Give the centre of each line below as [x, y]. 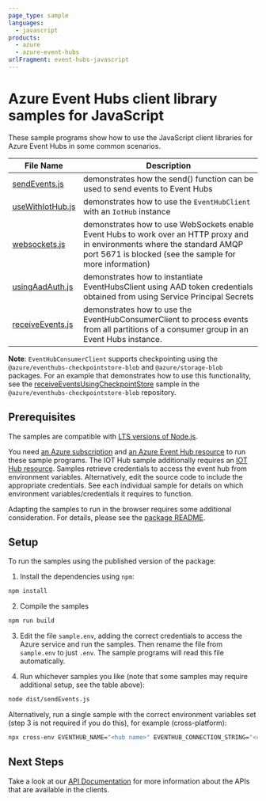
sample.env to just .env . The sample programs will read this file [122, 653]
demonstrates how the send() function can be [168, 179]
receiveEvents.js [43, 324]
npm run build [32, 621]
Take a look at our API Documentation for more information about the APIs [129, 781]
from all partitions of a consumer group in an [166, 329]
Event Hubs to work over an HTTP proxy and [166, 234]
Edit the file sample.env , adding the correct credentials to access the [131, 636]
